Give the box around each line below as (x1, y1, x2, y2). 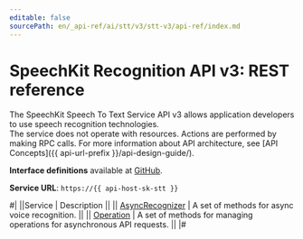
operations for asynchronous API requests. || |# (9, 219, 187, 230)
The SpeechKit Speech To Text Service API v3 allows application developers (9, 109, 295, 120)
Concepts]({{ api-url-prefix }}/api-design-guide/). (9, 148, 194, 159)
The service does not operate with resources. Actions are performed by (9, 128, 278, 140)
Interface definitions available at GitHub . (9, 165, 163, 176)
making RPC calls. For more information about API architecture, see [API (9, 138, 279, 149)
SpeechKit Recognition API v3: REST (9, 60, 289, 81)
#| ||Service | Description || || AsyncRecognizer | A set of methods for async (9, 200, 294, 211)
